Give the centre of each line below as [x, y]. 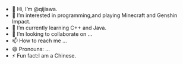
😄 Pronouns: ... [31, 49]
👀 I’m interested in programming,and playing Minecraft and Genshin [94, 15]
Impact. [21, 21]
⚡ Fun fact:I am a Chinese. [44, 55]
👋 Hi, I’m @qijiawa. [34, 9]
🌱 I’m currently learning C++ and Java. [59, 28]
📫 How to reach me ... [39, 41]
